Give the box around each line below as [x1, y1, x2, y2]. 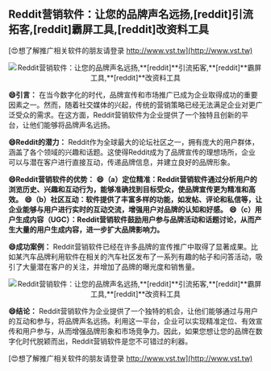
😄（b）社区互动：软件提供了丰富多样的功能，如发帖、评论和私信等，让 [23, 194, 263, 204]
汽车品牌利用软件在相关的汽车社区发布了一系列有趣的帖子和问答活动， [22, 252, 256, 262]
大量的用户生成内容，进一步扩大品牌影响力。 [15, 225, 164, 234]
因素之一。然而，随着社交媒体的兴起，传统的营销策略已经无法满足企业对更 [8, 100, 256, 109]
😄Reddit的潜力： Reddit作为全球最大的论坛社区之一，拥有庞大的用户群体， [8, 137, 260, 146]
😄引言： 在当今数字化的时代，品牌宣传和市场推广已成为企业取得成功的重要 [8, 89, 258, 99]
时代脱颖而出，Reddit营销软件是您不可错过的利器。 [22, 336, 193, 346]
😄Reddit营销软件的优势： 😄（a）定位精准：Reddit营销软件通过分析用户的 [8, 174, 258, 183]
